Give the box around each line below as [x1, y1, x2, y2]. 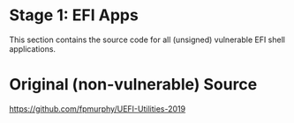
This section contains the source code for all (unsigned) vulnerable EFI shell [9, 34, 285, 45]
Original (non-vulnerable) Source [9, 75, 258, 95]
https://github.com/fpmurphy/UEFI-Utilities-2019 [9, 103, 186, 114]
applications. [9, 43, 56, 54]
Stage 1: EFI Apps [9, 5, 139, 25]
